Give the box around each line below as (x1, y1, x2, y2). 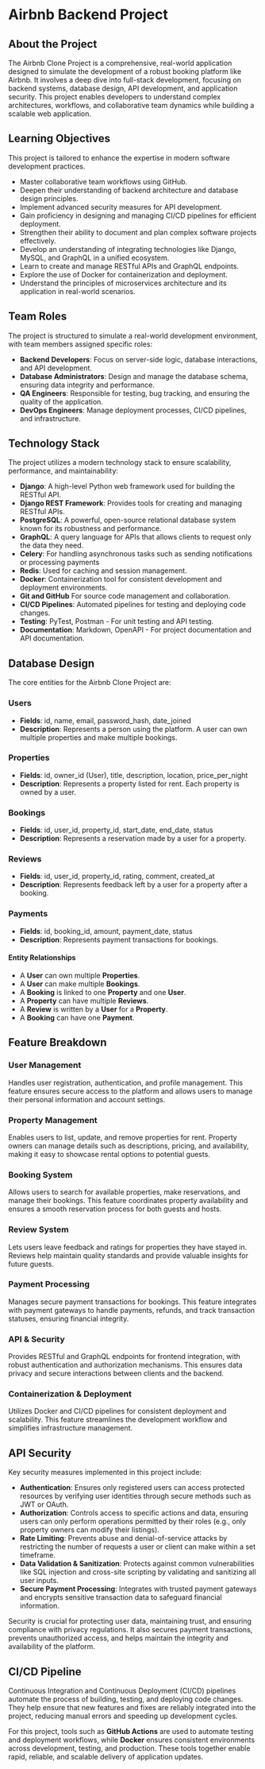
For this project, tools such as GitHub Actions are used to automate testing (8, 1727, 254, 1736)
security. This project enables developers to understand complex (8, 92, 221, 101)
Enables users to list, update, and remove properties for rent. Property (8, 1132, 238, 1142)
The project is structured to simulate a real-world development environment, (8, 331, 258, 340)
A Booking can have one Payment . (19, 1012, 135, 1022)
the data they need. (19, 540, 84, 550)
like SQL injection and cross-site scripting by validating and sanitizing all (19, 1567, 256, 1577)
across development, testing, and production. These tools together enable (8, 1744, 251, 1753)
